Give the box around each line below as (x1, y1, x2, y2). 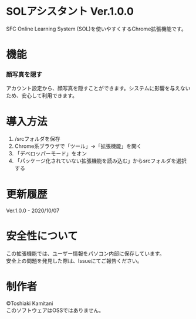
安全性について (6, 229, 78, 243)
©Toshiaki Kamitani (6, 300, 53, 307)
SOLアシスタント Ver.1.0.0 (6, 5, 134, 18)
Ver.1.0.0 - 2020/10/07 (6, 207, 60, 214)
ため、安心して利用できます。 (6, 92, 78, 99)
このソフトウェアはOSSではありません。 (6, 307, 104, 314)
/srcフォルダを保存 (14, 135, 60, 142)
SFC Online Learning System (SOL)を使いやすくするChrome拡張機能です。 (6, 25, 187, 32)
